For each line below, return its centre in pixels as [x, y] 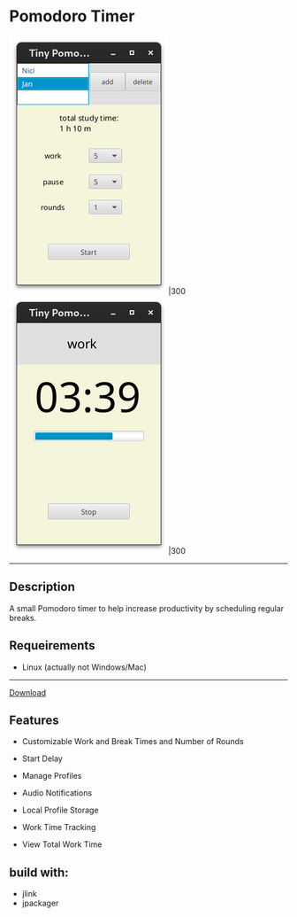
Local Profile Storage [60, 810]
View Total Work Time [62, 844]
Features [34, 720]
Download [28, 692]
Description [42, 587]
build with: [39, 872]
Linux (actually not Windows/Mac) [84, 667]
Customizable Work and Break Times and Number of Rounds [133, 742]
